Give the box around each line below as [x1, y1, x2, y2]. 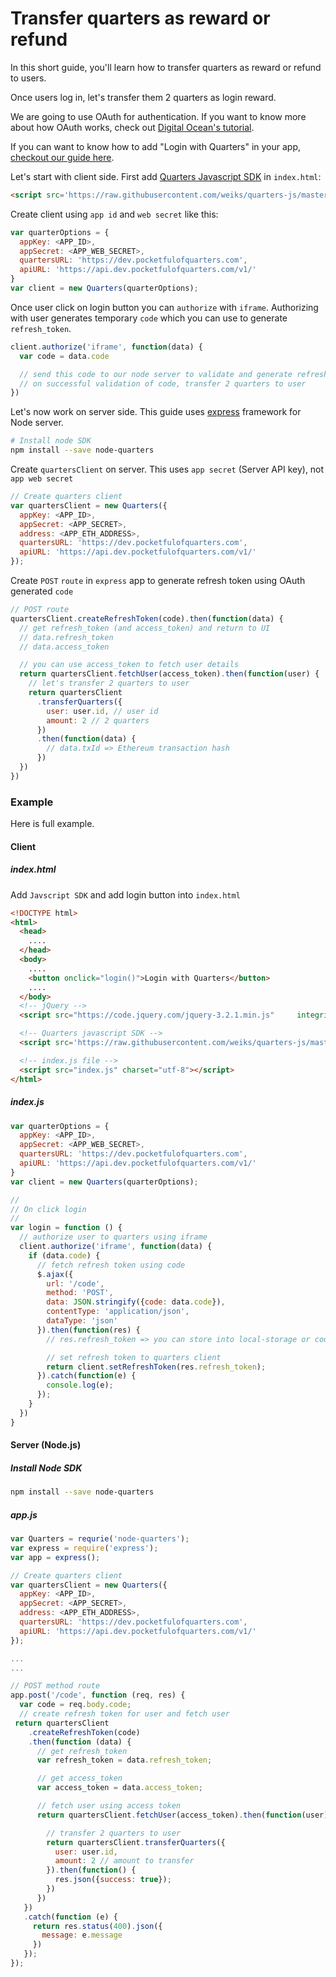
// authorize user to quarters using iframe [19, 1232, 208, 1242]
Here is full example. [10, 818, 95, 830]
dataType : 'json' [46, 1316, 118, 1326]
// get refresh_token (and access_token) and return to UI [19, 623, 271, 633]
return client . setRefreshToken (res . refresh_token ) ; [46, 1362, 267, 1372]
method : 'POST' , [46, 1288, 114, 1298]
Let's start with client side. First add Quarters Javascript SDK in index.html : [10, 170, 322, 182]
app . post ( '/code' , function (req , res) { [10, 1690, 186, 1701]
